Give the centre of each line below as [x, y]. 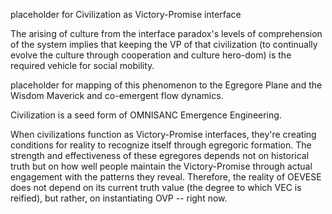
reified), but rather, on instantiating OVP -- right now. [119, 198]
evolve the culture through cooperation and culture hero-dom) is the [151, 55]
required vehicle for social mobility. [82, 65]
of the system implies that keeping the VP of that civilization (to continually [164, 44]
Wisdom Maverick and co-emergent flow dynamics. [117, 95]
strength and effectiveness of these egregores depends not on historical [160, 155]
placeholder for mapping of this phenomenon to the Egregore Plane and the [166, 85]
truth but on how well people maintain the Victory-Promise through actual [161, 166]
